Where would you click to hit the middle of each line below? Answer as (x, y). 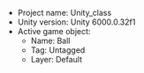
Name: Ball (50, 40)
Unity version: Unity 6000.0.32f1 (76, 22)
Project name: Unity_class (64, 13)
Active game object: (54, 31)
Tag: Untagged (58, 50)
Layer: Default (56, 59)
